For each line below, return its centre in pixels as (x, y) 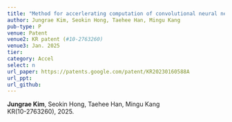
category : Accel (30, 59)
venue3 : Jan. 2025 (33, 46)
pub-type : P (24, 26)
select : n (21, 65)
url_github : (24, 85)
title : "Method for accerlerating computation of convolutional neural (112, 14)
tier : (15, 53)
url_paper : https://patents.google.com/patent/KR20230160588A (98, 71)
